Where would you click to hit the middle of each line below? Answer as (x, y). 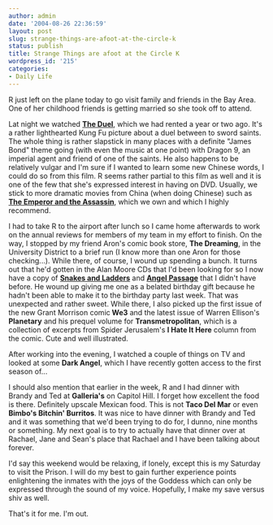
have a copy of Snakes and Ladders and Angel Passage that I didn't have (132, 278)
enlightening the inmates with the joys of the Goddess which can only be (130, 480)
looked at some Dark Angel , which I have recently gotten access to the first (135, 362)
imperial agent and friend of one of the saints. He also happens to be (123, 158)
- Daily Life (30, 76)
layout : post (30, 31)
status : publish (36, 46)
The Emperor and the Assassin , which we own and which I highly (119, 202)
